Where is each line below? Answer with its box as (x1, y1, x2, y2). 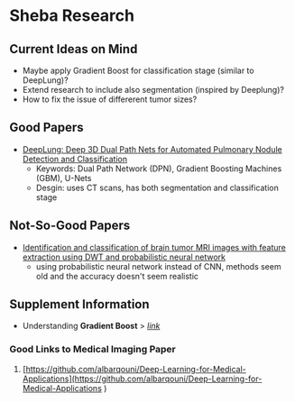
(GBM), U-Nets (35, 172, 92, 183)
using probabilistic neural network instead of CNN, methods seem (35, 260, 281, 271)
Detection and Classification (22, 153, 128, 164)
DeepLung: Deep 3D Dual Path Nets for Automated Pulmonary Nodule (22, 143, 282, 154)
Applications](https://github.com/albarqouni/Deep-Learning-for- (22, 373, 263, 384)
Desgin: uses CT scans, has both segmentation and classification (35, 182, 280, 193)
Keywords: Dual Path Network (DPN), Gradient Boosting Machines (35, 163, 282, 174)
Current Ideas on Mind (9, 41, 138, 57)
